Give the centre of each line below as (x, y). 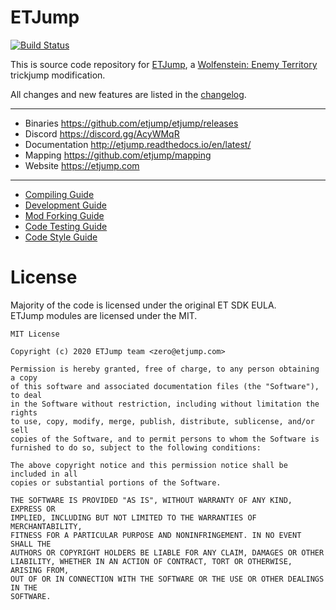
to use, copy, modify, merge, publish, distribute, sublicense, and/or (162, 421)
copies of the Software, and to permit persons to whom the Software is (165, 439)
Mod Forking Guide (64, 215)
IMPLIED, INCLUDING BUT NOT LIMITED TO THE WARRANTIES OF (133, 517)
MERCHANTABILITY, (46, 526)
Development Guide (65, 205)
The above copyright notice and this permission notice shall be (149, 465)
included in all (44, 474)
